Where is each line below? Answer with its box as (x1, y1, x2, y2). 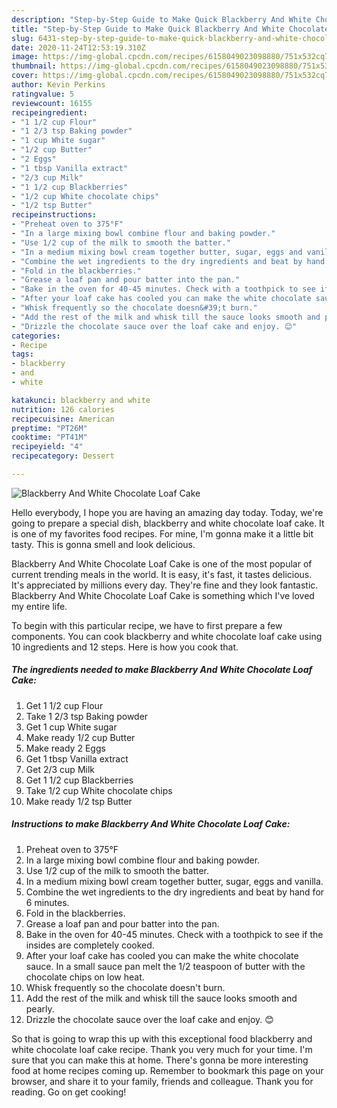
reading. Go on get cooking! (11, 1086, 127, 1098)
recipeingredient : (11, 107, 88, 118)
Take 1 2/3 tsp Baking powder (25, 710, 149, 722)
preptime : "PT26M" (11, 423, 88, 433)
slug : (11, 33, 34, 43)
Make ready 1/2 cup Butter (25, 731, 136, 743)
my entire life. (11, 600, 68, 612)
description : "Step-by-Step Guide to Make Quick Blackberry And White (11, 14, 312, 25)
